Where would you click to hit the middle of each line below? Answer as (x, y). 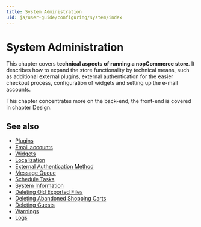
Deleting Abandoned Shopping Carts (60, 199)
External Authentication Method (54, 167)
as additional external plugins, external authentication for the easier (90, 76)
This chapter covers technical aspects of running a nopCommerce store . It (100, 64)
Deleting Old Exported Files (49, 192)
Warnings (27, 211)
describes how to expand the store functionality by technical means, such (98, 70)
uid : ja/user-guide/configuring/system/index (64, 17)
